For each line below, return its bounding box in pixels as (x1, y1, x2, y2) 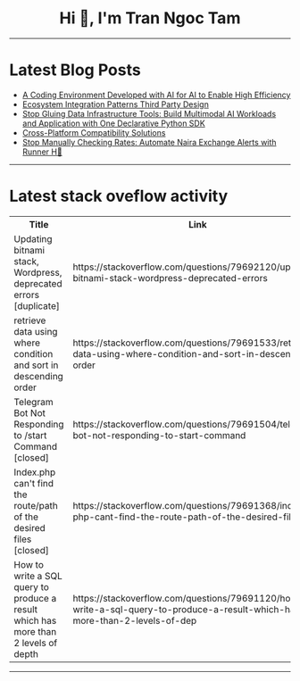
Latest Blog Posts (9, 60, 141, 80)
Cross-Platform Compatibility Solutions (21, 127, 166, 137)
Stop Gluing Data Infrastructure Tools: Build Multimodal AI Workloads (21, 108, 277, 119)
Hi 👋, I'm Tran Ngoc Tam (59, 8, 241, 29)
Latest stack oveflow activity (9, 187, 229, 206)
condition (13, 347, 54, 360)
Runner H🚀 (21, 146, 62, 157)
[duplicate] (13, 299, 60, 311)
